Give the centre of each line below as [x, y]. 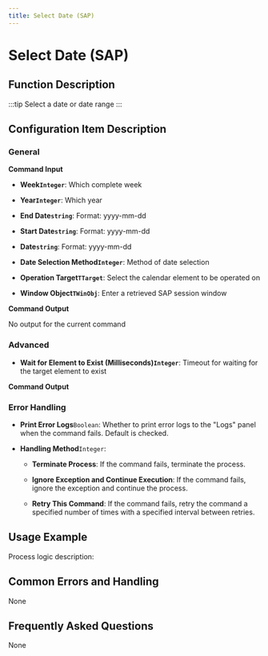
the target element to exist [63, 371]
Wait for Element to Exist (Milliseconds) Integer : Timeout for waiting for [139, 362]
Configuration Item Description [87, 129]
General [24, 151]
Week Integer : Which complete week [81, 185]
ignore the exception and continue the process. [110, 488]
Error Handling [37, 407]
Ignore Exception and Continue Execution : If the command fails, [139, 479]
